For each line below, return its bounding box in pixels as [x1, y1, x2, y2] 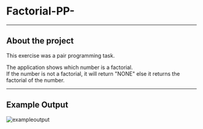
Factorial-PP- [6, 4, 75, 18]
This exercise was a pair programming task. [6, 51, 115, 59]
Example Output [6, 100, 68, 110]
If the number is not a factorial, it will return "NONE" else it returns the [6, 70, 180, 77]
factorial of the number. [6, 76, 65, 84]
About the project [6, 36, 74, 46]
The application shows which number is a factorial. [6, 64, 133, 71]
